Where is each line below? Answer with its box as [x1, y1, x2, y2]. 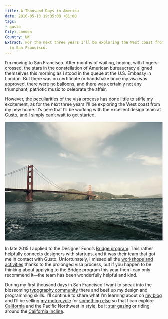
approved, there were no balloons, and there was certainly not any [5, 81, 142, 87]
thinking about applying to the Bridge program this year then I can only [5, 266, 151, 273]
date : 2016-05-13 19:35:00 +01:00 [5, 13, 77, 19]
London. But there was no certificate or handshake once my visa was [5, 75, 148, 81]
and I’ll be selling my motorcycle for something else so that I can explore [5, 297, 154, 303]
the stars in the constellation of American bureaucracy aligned [24, 65, 152, 71]
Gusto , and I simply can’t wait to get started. [5, 112, 96, 118]
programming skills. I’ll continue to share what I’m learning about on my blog [5, 292, 162, 298]
